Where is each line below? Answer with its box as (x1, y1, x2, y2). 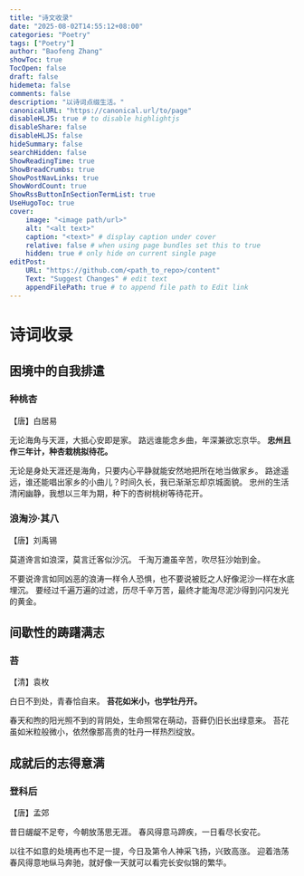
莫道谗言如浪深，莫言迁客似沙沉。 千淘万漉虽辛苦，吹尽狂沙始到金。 (9, 554, 265, 564)
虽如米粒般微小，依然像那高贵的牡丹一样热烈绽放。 (9, 727, 200, 737)
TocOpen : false (9, 64, 67, 73)
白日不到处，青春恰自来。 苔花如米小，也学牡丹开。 (9, 696, 202, 707)
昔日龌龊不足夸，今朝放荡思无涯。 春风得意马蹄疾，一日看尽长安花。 (9, 826, 265, 838)
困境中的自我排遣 (9, 363, 105, 379)
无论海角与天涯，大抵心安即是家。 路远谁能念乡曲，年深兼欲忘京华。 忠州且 (9, 434, 291, 445)
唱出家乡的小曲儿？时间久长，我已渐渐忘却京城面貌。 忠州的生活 (48, 477, 290, 487)
